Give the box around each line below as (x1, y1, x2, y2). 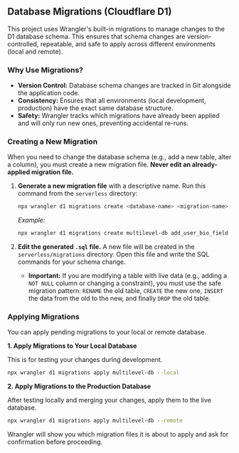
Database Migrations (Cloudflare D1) (7, 6, 172, 18)
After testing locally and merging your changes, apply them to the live (7, 396, 212, 405)
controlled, (7, 39, 39, 48)
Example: (17, 216, 46, 225)
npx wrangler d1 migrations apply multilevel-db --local (7, 369, 180, 376)
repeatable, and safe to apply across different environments (40, 39, 216, 48)
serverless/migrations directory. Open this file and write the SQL (17, 250, 210, 259)
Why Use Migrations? (7, 65, 84, 75)
